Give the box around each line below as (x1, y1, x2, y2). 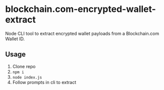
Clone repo (12, 63, 36, 69)
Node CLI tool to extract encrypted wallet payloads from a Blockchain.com (5, 30, 159, 36)
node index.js (12, 75, 42, 80)
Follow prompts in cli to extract (12, 79, 76, 85)
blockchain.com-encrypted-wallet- (5, 3, 156, 15)
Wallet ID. (5, 36, 25, 42)
